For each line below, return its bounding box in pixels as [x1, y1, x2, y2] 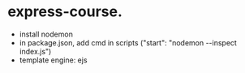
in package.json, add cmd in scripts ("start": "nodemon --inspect [19, 37, 237, 47]
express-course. [7, 2, 123, 21]
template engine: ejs [19, 55, 88, 65]
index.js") [19, 46, 52, 56]
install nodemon [19, 29, 74, 39]
